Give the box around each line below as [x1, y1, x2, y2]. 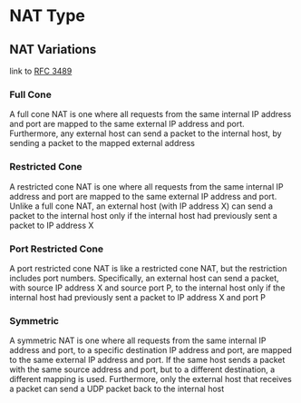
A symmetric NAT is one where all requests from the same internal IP [9, 335, 267, 346]
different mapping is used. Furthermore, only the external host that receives [9, 374, 292, 385]
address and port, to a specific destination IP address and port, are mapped [9, 345, 293, 356]
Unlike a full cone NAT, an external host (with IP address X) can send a [9, 201, 274, 211]
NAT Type [9, 5, 86, 26]
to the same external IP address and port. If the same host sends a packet [9, 355, 286, 366]
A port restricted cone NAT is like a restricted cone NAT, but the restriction [9, 262, 287, 273]
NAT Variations [9, 42, 97, 57]
